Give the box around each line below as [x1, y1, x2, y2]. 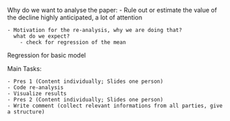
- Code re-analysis [7, 84, 64, 91]
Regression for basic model [7, 51, 86, 59]
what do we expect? [13, 33, 70, 40]
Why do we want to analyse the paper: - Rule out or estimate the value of [7, 6, 217, 14]
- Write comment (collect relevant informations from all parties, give [7, 102, 223, 109]
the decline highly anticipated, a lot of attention [7, 13, 143, 22]
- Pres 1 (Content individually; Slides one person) [7, 78, 164, 85]
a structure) [7, 108, 45, 115]
